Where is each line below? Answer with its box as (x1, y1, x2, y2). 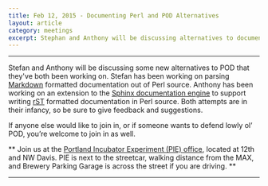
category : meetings (8, 26, 73, 34)
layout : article (8, 19, 62, 27)
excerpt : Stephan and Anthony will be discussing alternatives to (8, 33, 234, 42)
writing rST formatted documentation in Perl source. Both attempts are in (8, 97, 248, 107)
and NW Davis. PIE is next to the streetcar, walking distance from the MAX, (8, 153, 254, 163)
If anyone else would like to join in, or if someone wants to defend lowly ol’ (8, 121, 253, 130)
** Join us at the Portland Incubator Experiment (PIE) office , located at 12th (8, 145, 255, 154)
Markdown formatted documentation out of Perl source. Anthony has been (8, 80, 254, 90)
